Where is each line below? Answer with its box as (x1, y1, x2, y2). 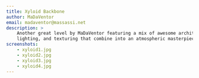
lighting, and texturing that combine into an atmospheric (17, 36, 166, 42)
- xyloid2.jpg (17, 52, 52, 58)
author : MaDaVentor (6, 14, 54, 20)
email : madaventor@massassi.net (6, 19, 86, 25)
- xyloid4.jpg (17, 63, 52, 69)
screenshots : (6, 42, 38, 48)
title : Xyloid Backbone (6, 8, 65, 15)
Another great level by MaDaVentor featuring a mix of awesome (17, 30, 176, 36)
